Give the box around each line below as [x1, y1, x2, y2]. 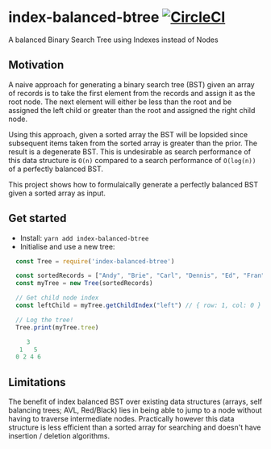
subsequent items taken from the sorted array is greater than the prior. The [8, 138, 258, 148]
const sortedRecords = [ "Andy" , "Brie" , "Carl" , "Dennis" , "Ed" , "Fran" [15, 271, 265, 280]
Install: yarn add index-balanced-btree [19, 233, 149, 242]
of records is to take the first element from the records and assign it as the [8, 88, 256, 98]
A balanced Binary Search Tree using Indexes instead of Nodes [8, 35, 219, 44]
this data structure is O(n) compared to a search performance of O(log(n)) [8, 155, 256, 165]
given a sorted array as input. [8, 188, 106, 198]
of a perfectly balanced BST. [8, 164, 103, 174]
